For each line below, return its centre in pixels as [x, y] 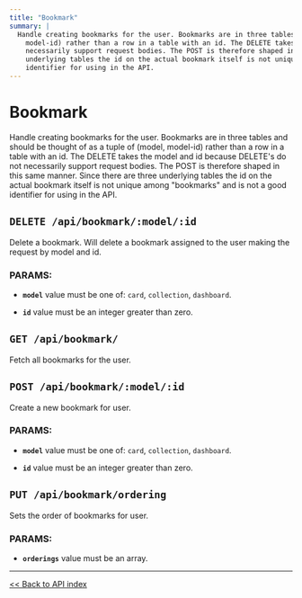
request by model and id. [55, 252]
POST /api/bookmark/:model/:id [97, 387]
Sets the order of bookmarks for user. [79, 515]
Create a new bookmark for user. [71, 407]
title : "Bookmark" [44, 18]
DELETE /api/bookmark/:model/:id [103, 222]
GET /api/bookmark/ [64, 339]
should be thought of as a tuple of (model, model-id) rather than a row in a [147, 147]
